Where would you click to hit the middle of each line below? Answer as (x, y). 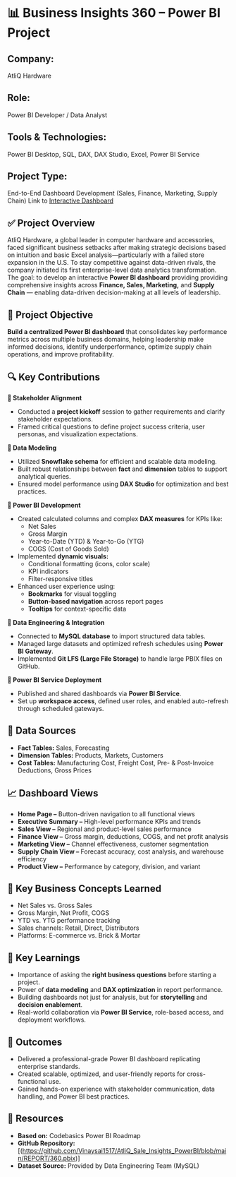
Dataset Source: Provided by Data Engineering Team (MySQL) (108, 1166)
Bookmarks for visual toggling (72, 594)
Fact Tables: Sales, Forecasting (63, 748)
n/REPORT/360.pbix (46, 1158)
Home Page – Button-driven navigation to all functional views (106, 814)
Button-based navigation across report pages (95, 601)
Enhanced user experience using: (66, 586)
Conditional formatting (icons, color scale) (89, 563)
